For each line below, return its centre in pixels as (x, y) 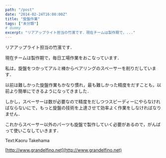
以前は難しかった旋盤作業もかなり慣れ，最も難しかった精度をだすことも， (81, 85)
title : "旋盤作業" (23, 19)
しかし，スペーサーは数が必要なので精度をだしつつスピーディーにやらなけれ (83, 101)
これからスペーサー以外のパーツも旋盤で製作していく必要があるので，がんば (83, 124)
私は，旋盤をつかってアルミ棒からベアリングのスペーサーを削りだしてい (79, 68)
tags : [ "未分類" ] (22, 23)
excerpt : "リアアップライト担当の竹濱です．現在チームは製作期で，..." (70, 33)
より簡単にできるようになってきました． (50, 91)
